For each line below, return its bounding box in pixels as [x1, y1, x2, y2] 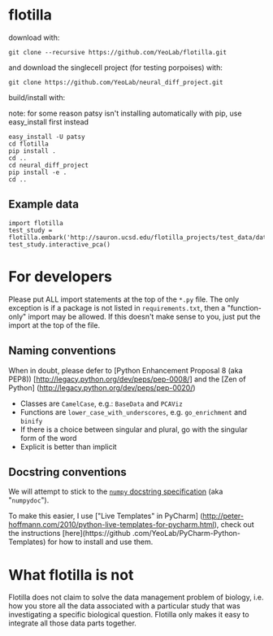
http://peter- [202, 511, 244, 521]
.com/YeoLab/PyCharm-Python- [132, 529, 241, 538]
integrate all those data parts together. [8, 618, 136, 628]
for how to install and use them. [47, 537, 154, 547]
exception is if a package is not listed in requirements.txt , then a [8, 303, 226, 312]
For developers [8, 267, 112, 285]
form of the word [19, 433, 77, 442]
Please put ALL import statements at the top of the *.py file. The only [8, 294, 240, 304]
